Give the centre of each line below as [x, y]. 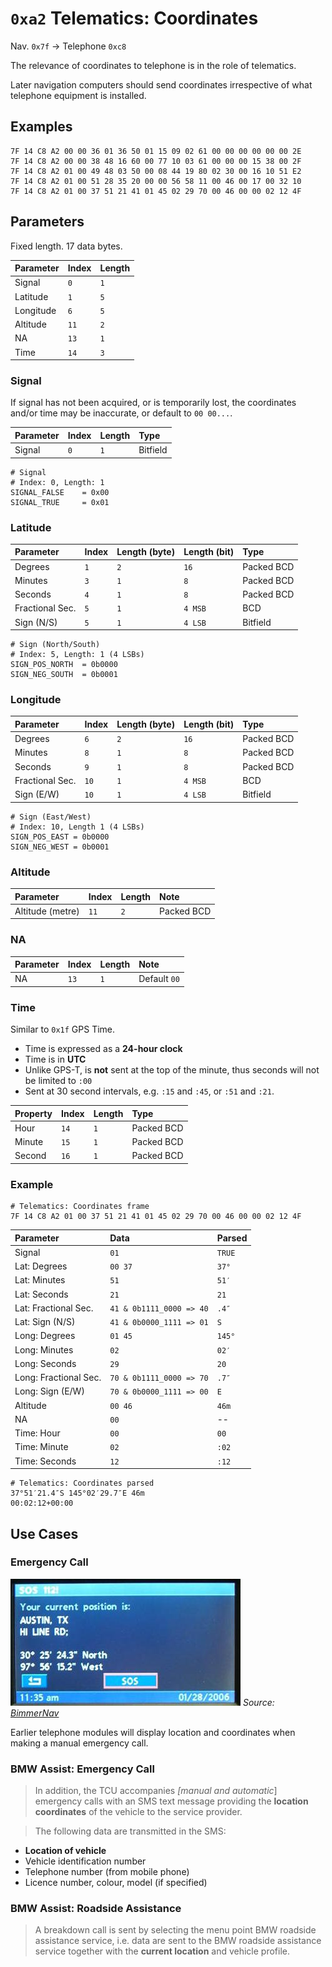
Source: [258, 1702]
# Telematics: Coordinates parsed [82, 1483]
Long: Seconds [45, 1363]
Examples [41, 127]
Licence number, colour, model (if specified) [116, 1883]
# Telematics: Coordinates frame [80, 1207]
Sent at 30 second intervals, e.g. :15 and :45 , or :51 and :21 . [149, 1091]
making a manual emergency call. [79, 1743]
